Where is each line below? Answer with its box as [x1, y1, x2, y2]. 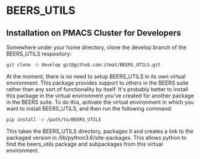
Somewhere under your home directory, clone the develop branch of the [6, 44, 187, 51]
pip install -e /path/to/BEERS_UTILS [6, 116, 102, 123]
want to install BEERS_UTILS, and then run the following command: [6, 105, 173, 112]
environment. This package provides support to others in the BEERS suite [6, 79, 189, 86]
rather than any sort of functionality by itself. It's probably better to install [6, 85, 189, 92]
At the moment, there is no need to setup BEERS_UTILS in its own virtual [6, 73, 186, 80]
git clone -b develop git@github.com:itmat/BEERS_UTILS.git [6, 62, 161, 68]
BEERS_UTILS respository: [6, 50, 72, 57]
